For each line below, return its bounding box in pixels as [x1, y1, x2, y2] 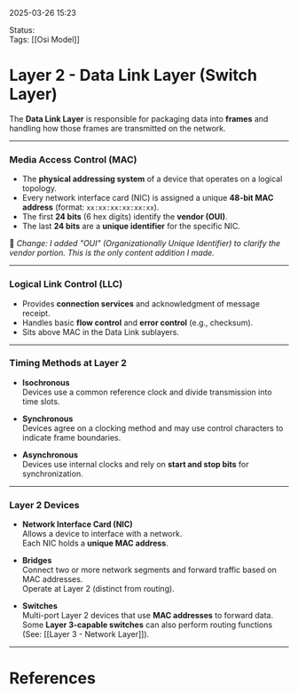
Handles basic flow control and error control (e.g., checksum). [21, 317, 254, 328]
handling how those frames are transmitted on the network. [9, 123, 226, 133]
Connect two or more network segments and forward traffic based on [21, 564, 278, 576]
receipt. [21, 307, 51, 318]
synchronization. [21, 468, 83, 479]
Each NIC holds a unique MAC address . [21, 538, 169, 549]
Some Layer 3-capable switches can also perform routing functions [21, 619, 273, 630]
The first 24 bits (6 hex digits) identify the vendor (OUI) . [21, 211, 228, 222]
